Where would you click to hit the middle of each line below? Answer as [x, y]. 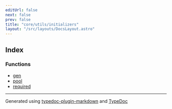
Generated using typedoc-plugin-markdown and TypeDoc [67, 101]
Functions [18, 64]
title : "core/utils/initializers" [42, 24]
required [22, 86]
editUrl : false [21, 10]
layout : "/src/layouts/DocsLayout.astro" [50, 29]
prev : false [18, 19]
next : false [18, 15]
